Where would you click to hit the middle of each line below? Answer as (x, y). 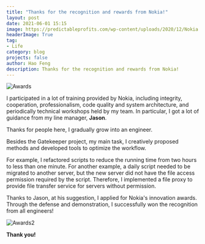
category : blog (26, 52)
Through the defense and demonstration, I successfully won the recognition (102, 204)
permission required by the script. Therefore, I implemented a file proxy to (99, 180)
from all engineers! (30, 211)
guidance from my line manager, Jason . (57, 118)
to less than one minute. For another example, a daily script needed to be (99, 167)
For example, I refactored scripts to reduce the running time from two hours (102, 160)
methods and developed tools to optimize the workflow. (76, 148)
